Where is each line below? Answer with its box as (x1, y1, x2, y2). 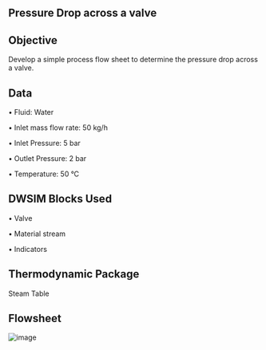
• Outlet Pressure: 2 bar (8, 154, 87, 163)
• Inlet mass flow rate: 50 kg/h (8, 123, 108, 132)
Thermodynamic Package (8, 267, 140, 281)
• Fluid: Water (8, 108, 54, 117)
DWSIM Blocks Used (8, 192, 113, 206)
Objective (8, 33, 58, 47)
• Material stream (8, 229, 66, 238)
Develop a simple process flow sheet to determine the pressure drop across (8, 55, 258, 65)
